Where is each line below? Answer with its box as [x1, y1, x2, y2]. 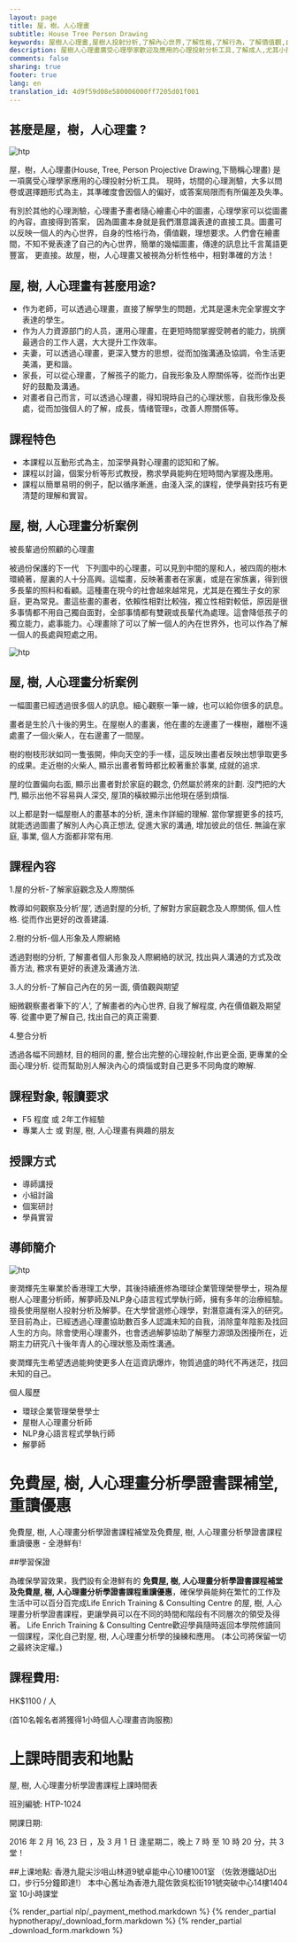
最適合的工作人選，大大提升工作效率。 [21, 337, 162, 347]
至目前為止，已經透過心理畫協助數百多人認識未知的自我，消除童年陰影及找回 [9, 1315, 288, 1326]
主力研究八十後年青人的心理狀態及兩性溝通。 [16, 1338, 179, 1348]
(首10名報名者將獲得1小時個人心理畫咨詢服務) [9, 1714, 174, 1725]
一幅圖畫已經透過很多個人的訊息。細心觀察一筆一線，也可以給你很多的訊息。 [9, 699, 288, 710]
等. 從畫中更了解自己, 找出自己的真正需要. [9, 1011, 160, 1022]
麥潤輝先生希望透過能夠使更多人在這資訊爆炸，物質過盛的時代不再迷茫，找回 [9, 1357, 288, 1368]
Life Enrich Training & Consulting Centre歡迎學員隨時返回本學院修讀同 [26, 1619, 281, 1630]
